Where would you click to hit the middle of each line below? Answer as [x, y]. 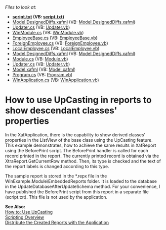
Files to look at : [21, 7]
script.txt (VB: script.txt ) [38, 17]
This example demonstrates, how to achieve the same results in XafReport [81, 145]
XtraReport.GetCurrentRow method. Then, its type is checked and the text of [83, 161]
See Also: [15, 206]
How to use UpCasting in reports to [79, 100]
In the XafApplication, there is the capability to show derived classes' [75, 135]
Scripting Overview [25, 217]
